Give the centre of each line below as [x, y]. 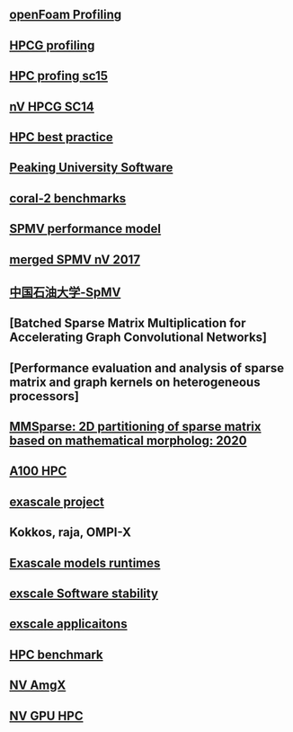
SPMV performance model [85, 229]
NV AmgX [38, 686]
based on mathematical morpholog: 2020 [128, 441]
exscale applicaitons [68, 624]
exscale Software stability [84, 594]
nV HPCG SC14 [52, 107]
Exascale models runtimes [85, 562]
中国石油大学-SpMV [65, 292]
